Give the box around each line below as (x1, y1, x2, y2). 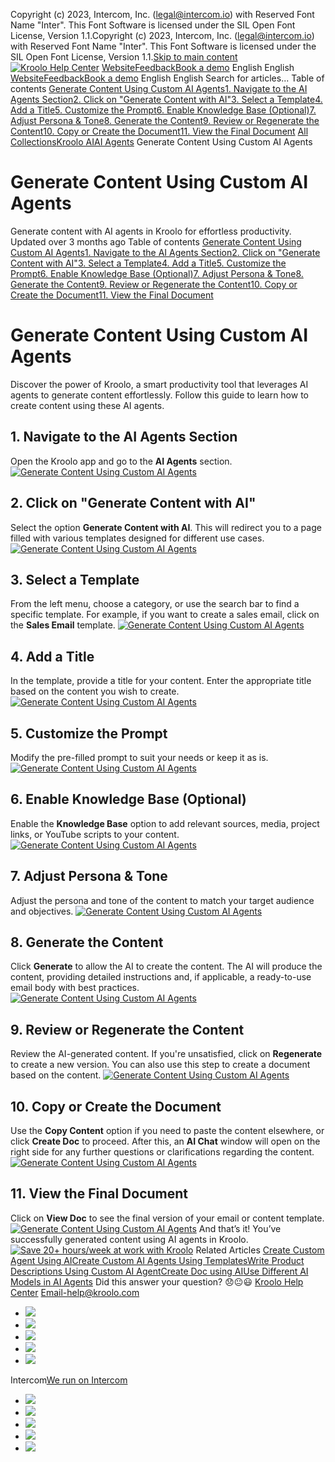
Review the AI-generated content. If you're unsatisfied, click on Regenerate (10, 1048, 323, 1060)
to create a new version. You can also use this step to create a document (10, 1059, 311, 1071)
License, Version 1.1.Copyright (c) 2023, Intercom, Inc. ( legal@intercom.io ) (10, 30, 315, 41)
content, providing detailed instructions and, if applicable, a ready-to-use (10, 971, 312, 983)
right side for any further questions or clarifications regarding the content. (10, 1146, 315, 1158)
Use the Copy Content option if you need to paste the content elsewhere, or (10, 1125, 325, 1136)
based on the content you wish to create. (10, 685, 180, 698)
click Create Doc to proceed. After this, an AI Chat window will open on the (10, 1135, 321, 1147)
